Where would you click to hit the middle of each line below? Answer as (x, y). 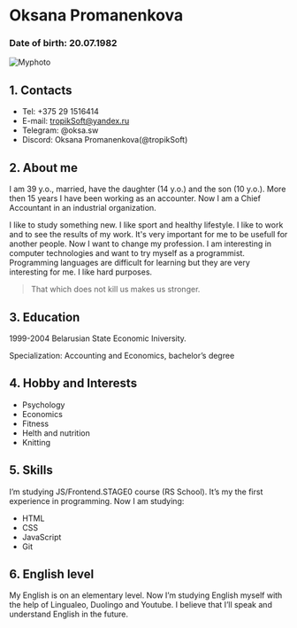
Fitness (35, 423)
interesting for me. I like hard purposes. (81, 272)
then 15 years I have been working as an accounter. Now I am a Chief (135, 198)
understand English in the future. (69, 614)
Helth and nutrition (56, 433)
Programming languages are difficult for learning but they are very (129, 263)
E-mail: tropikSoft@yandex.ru (76, 121)
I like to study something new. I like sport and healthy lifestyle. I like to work (146, 225)
